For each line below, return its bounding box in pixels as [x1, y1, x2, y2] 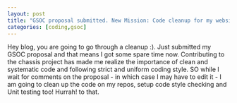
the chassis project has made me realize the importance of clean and [7, 58, 208, 66]
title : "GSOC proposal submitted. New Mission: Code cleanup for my [7, 17, 213, 24]
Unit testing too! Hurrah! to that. [7, 87, 100, 96]
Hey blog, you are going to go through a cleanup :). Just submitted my [7, 43, 212, 51]
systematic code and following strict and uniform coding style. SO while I [7, 65, 220, 74]
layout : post [7, 10, 46, 18]
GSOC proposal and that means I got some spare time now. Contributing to [7, 50, 225, 59]
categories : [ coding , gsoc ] [7, 23, 87, 30]
